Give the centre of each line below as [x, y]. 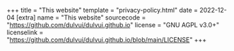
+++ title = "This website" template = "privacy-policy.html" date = [103, 10]
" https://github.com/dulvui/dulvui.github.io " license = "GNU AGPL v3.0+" [113, 25]
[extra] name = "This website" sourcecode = [81, 17]
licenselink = [25, 32]
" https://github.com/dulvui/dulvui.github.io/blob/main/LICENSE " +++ [107, 40]
